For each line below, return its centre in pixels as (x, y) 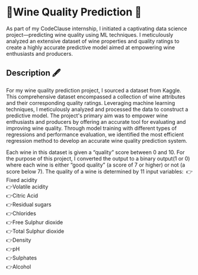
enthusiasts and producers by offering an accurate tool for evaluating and (96, 121)
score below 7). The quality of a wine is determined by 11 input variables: (95, 171)
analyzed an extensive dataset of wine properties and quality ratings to (93, 41)
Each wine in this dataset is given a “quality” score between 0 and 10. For (95, 152)
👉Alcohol (19, 267)
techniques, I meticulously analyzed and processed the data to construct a (97, 109)
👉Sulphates (22, 258)
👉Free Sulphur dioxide (35, 222)
